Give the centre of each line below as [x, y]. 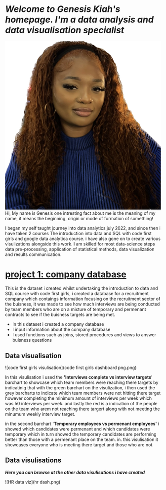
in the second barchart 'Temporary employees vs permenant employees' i [82, 424]
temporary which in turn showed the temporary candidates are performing [81, 434]
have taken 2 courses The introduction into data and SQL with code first [78, 234]
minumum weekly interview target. [40, 414]
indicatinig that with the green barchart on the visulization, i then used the [80, 387]
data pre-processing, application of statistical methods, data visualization [80, 249]
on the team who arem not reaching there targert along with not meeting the [83, 409]
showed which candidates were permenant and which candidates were [78, 429]
